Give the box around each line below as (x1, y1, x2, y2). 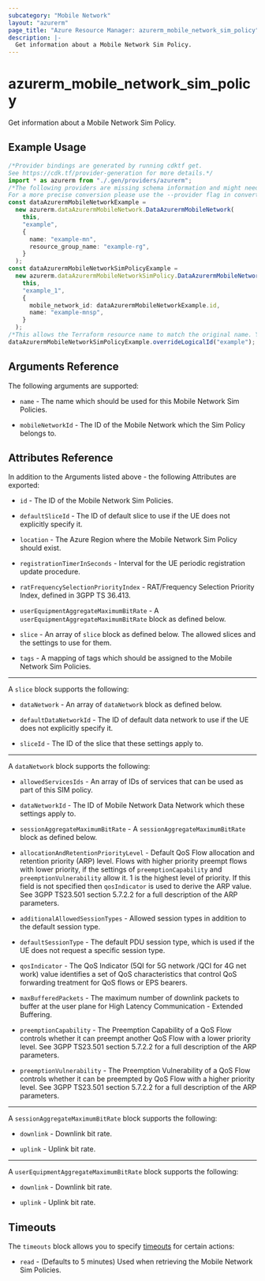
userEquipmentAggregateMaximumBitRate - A (19, 606, 159, 616)
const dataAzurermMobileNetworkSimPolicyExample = (8, 265, 178, 273)
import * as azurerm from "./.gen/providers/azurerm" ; (8, 176, 192, 184)
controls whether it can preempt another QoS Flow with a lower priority (19, 1034, 251, 1043)
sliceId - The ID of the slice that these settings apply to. (19, 739, 203, 748)
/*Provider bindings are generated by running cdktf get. (8, 161, 203, 170)
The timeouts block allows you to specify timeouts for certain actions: (8, 1241, 235, 1251)
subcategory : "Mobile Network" (8, 11, 111, 20)
